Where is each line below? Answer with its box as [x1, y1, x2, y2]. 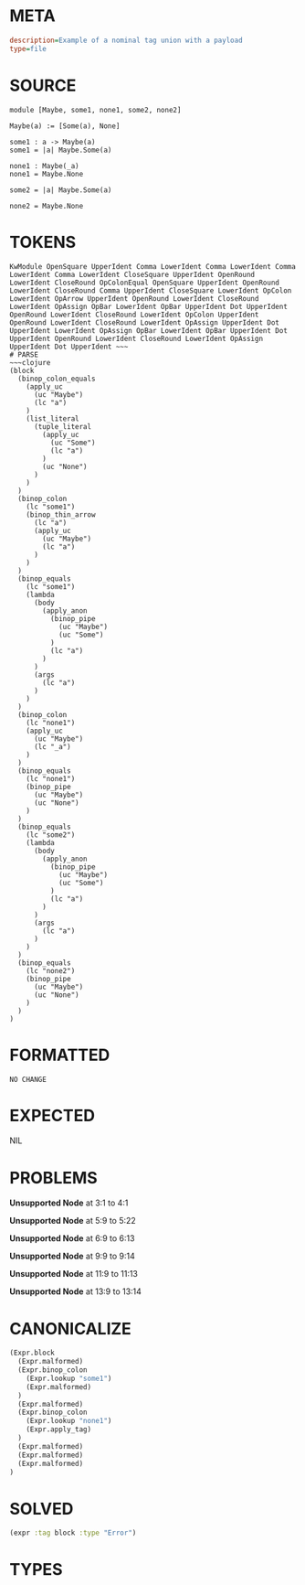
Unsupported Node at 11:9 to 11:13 [9, 1269, 139, 1280]
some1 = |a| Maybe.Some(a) [9, 145, 112, 155]
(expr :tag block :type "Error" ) [9, 1528, 137, 1537]
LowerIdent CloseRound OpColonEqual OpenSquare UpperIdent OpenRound [9, 278, 280, 287]
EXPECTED [9, 1105, 96, 1126]
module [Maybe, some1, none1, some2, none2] [9, 105, 182, 114]
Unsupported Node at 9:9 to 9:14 [9, 1250, 135, 1262]
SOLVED [9, 1498, 74, 1519]
